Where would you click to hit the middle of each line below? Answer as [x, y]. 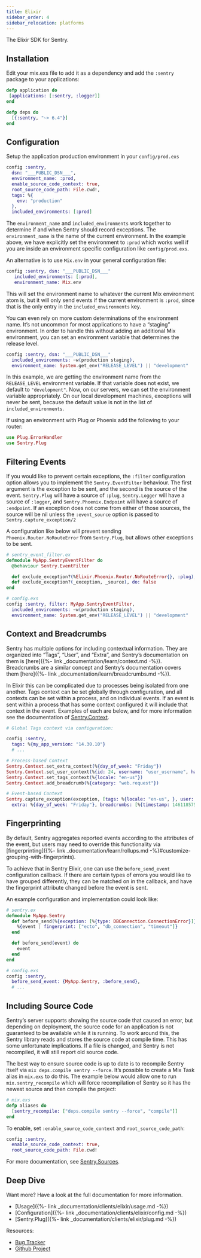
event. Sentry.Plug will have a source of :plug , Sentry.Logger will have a [95, 495]
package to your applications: [43, 80]
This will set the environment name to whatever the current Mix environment [100, 294]
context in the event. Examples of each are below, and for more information [99, 711]
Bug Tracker [30, 1242]
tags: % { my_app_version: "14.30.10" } [59, 744]
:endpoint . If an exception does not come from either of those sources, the [98, 508]
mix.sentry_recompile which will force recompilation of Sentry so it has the [98, 1083]
